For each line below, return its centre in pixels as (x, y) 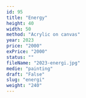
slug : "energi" (26, 80)
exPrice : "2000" (27, 52)
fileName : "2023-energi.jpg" (43, 63)
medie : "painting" (30, 68)
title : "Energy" (27, 18)
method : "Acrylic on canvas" (43, 35)
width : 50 (19, 29)
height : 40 (20, 23)
